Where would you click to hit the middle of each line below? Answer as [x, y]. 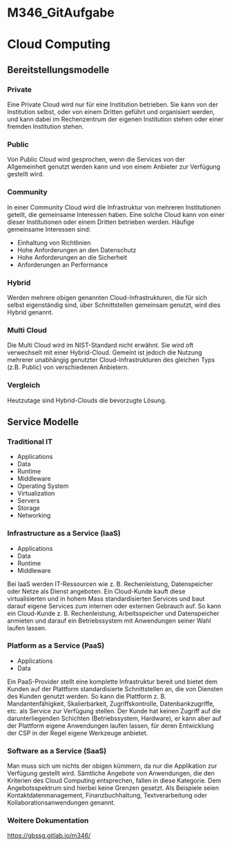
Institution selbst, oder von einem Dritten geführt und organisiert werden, [111, 112]
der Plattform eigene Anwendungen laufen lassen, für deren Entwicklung [110, 725]
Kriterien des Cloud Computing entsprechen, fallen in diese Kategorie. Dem [114, 781]
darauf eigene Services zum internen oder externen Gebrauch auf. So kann [114, 605]
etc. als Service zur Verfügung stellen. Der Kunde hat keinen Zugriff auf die [114, 711]
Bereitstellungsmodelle [58, 69]
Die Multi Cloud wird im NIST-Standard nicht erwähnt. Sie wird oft [100, 345]
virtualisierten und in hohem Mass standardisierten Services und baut [106, 599]
